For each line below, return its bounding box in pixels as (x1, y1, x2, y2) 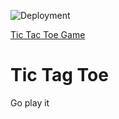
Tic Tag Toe (10, 64, 109, 87)
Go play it (10, 96, 50, 109)
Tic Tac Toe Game (10, 29, 86, 40)
